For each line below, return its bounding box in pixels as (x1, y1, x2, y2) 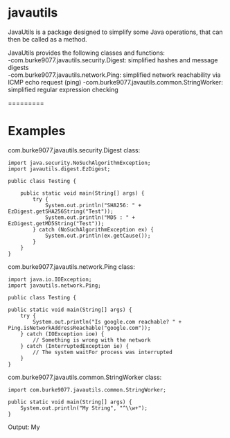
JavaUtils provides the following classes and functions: (8, 49, 166, 57)
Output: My (8, 423, 40, 431)
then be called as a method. (8, 35, 87, 43)
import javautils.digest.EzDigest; (8, 165, 111, 173)
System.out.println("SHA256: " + (44, 202, 141, 209)
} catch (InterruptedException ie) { (20, 342, 130, 349)
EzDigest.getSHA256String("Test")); (8, 208, 114, 215)
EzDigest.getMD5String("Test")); (8, 220, 105, 227)
